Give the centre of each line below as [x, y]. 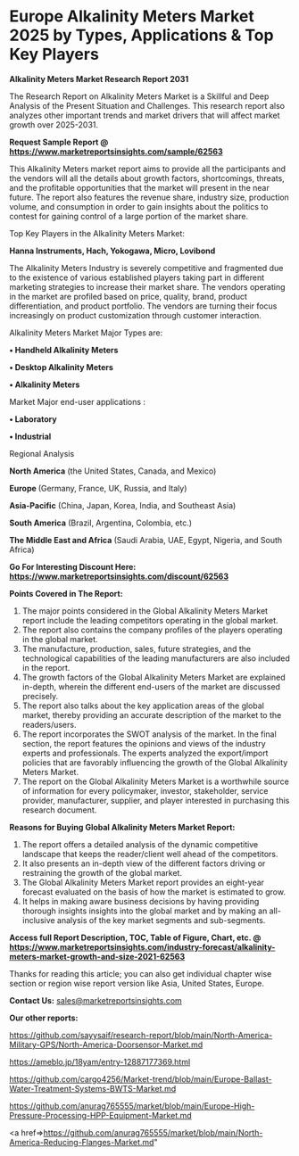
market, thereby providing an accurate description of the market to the [152, 714]
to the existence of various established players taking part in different [137, 277]
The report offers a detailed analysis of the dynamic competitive [140, 844]
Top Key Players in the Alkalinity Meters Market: [97, 233]
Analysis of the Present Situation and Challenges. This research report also [147, 105]
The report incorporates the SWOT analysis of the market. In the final [149, 734]
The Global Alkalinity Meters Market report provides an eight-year [143, 882]
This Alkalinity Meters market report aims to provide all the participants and [148, 169]
